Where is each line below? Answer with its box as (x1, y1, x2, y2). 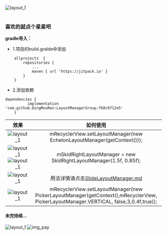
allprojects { (14, 56, 46, 61)
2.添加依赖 (12, 87, 34, 93)
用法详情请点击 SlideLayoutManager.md (50, 175, 143, 182)
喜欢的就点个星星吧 (5, 23, 51, 30)
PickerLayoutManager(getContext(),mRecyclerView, (35, 192, 158, 199)
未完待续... (5, 213, 27, 219)
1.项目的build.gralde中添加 (12, 46, 66, 52)
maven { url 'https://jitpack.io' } (31, 69, 108, 74)
